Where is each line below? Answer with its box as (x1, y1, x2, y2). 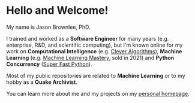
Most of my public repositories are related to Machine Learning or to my (6, 72, 185, 79)
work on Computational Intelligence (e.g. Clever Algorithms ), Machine (6, 47, 182, 54)
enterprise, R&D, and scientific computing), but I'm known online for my (6, 41, 183, 49)
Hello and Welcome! (6, 4, 109, 17)
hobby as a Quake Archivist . (6, 78, 78, 86)
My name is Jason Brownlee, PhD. (6, 23, 91, 31)
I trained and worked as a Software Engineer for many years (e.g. (6, 35, 169, 42)
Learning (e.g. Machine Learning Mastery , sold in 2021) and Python (6, 54, 175, 61)
